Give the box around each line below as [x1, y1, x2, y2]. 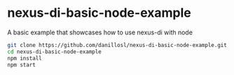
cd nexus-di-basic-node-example [7, 48, 102, 55]
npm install [7, 55, 42, 62]
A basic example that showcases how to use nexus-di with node [7, 28, 193, 36]
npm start [7, 61, 36, 68]
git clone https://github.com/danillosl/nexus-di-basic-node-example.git [7, 41, 228, 48]
